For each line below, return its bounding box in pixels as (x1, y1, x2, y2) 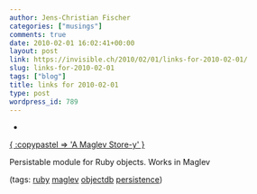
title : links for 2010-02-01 (9, 80, 119, 89)
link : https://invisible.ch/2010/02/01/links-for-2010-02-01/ (9, 55, 248, 64)
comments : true (9, 30, 67, 39)
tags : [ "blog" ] (9, 72, 67, 81)
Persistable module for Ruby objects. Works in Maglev (9, 157, 210, 168)
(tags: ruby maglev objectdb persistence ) (9, 174, 163, 185)
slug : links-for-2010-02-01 (9, 64, 115, 73)
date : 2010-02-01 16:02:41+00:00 (9, 38, 135, 48)
